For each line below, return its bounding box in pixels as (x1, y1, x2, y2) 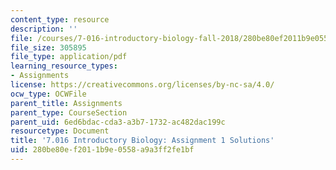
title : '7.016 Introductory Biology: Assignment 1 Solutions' (10, 136, 275, 146)
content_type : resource (10, 14, 110, 25)
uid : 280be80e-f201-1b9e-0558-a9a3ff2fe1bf (10, 145, 195, 155)
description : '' (10, 24, 78, 34)
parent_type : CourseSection (10, 107, 128, 118)
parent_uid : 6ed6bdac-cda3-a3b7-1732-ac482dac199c (10, 117, 226, 127)
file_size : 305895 (10, 42, 87, 53)
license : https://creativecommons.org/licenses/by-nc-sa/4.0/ (10, 80, 275, 90)
